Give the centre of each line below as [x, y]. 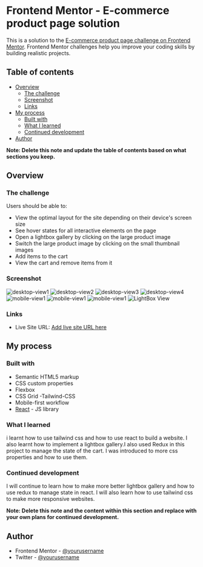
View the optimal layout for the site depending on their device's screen [103, 218]
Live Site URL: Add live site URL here [61, 327]
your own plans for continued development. [63, 517]
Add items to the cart [41, 257]
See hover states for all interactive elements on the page [85, 230]
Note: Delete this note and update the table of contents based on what [96, 150]
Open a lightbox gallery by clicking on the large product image [93, 237]
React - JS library [37, 409]
